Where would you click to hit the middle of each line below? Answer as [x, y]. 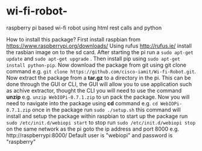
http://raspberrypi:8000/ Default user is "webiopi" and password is [90, 135]
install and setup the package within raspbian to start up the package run [97, 116]
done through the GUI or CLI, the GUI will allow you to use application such [99, 84]
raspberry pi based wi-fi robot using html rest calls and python [84, 28]
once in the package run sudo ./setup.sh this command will [106, 109]
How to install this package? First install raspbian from [73, 39]
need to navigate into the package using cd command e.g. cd [82, 103]
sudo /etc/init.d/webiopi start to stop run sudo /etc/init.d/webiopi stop [101, 122]
